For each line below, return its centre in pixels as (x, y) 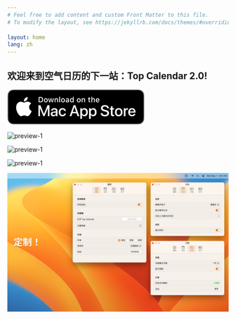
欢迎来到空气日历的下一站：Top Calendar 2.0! (107, 76)
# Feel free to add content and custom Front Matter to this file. (108, 15)
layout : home (26, 37)
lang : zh (20, 45)
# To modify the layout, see (50, 22)
